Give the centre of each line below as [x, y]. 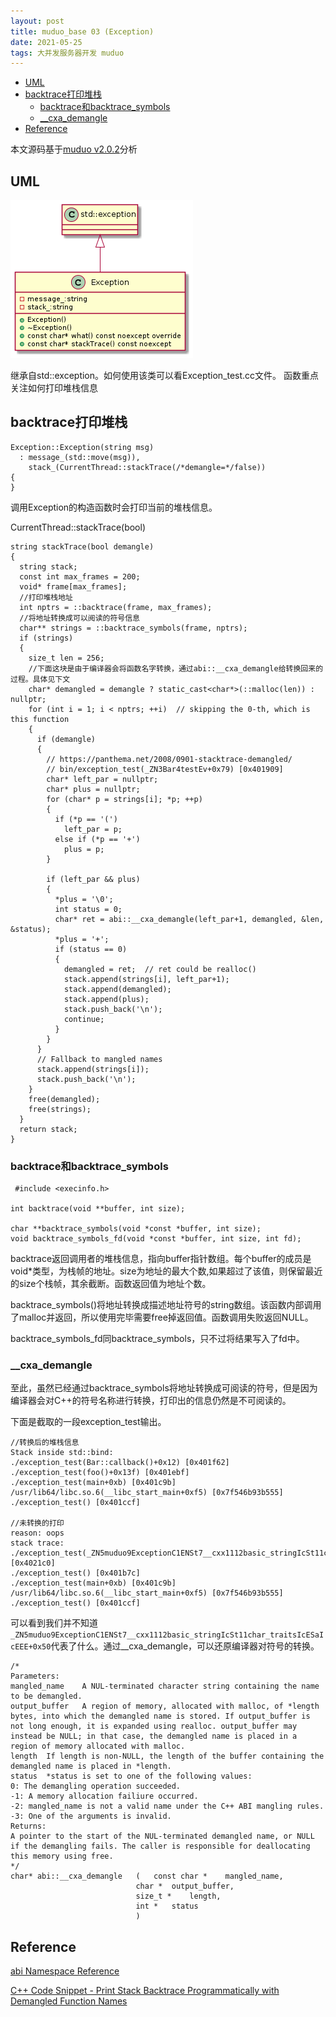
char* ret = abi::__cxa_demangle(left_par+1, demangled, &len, [189, 919]
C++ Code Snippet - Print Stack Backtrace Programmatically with [145, 1991]
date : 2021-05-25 [46, 42]
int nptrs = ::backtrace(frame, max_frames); [116, 607]
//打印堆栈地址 [46, 597]
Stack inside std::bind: [62, 1453]
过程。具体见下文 [40, 679]
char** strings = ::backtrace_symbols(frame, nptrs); [133, 628]
